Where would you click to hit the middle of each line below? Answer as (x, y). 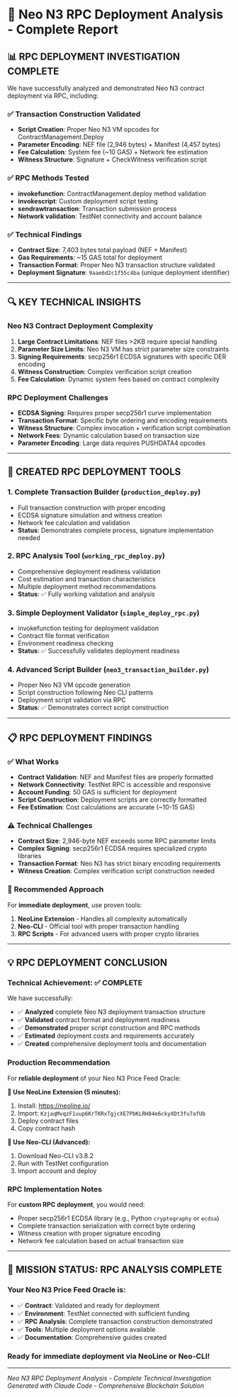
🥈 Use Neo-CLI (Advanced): (49, 1142)
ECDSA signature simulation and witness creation (90, 515)
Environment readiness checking (66, 644)
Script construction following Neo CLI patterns (85, 692)
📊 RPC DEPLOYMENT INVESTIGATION (94, 56)
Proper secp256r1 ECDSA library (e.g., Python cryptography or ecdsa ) (118, 1218)
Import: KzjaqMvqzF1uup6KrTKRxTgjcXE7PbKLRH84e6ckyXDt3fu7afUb (112, 1113)
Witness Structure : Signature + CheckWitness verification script (112, 159)
